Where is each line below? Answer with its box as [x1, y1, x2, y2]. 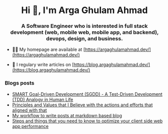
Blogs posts [5, 80, 35, 87]
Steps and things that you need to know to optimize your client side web [12, 118, 163, 124]
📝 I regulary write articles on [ [12, 61, 74, 68]
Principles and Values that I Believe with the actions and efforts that [12, 102, 153, 108]
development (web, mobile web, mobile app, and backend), [10, 29, 159, 36]
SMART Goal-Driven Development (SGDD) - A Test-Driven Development [12, 91, 163, 97]
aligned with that [12, 107, 47, 113]
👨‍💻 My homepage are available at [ [12, 46, 86, 52]
